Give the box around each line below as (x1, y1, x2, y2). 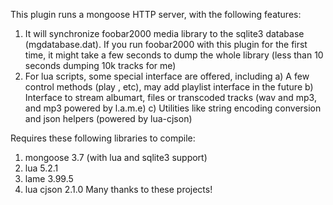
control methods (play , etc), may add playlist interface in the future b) (24, 81, 314, 93)
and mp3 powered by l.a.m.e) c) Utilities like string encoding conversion (24, 102, 322, 114)
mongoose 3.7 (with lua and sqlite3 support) (24, 152, 208, 163)
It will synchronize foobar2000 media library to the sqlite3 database (24, 28, 305, 39)
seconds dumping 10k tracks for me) (24, 60, 177, 71)
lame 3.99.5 (24, 173, 74, 184)
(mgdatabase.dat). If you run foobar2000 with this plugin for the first (24, 39, 308, 50)
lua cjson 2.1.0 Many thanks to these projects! (24, 184, 213, 195)
